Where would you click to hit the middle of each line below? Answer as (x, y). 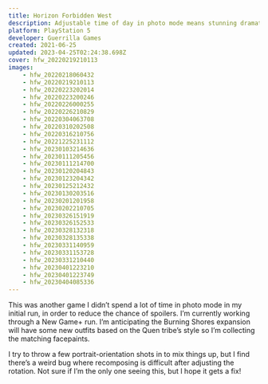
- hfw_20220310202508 (58, 127)
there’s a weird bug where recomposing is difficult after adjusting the (121, 362)
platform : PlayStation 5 (49, 30)
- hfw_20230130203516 (58, 193)
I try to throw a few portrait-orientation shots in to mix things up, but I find (129, 355)
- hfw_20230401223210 (58, 268)
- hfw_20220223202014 (58, 90)
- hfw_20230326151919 (58, 216)
